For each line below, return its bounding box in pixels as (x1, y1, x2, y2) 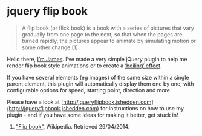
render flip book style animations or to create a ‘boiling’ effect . (7, 62, 162, 69)
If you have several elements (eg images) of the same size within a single (7, 73, 189, 81)
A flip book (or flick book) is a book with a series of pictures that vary (21, 24, 194, 32)
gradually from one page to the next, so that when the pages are (21, 30, 183, 38)
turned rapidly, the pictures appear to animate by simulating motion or (21, 37, 196, 44)
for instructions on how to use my (100, 104, 184, 112)
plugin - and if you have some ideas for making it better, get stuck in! (7, 111, 178, 118)
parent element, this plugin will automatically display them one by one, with (7, 80, 194, 87)
